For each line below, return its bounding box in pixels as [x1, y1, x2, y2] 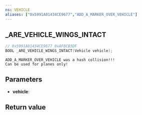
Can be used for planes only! [5, 62, 68, 67]
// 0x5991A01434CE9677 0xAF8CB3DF [5, 43, 77, 49]
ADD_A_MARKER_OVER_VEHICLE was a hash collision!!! [5, 57, 115, 62]
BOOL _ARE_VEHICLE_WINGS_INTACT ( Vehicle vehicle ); [5, 48, 113, 53]
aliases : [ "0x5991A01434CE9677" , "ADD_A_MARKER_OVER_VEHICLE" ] [5, 12, 137, 17]
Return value [5, 103, 46, 111]
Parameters [5, 75, 42, 84]
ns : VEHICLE [5, 7, 30, 12]
